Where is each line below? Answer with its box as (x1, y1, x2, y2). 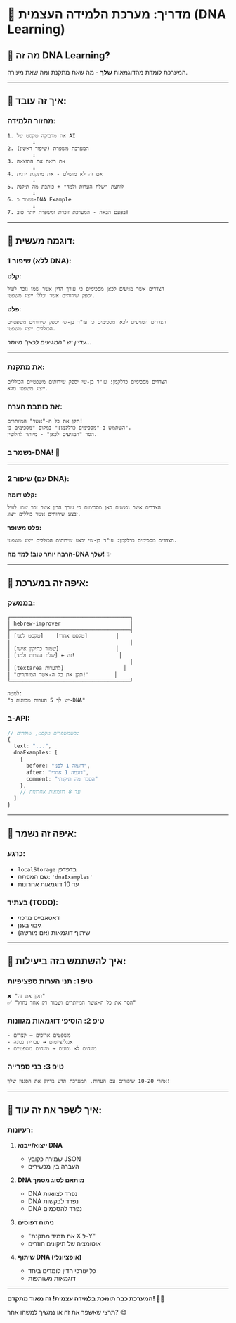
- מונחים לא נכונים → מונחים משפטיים (7, 1045, 97, 1052)
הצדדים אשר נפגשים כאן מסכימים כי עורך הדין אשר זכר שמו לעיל (7, 504, 162, 511)
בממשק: (7, 598, 36, 608)
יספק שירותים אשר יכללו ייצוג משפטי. (7, 292, 96, 299)
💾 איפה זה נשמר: (7, 828, 77, 840)
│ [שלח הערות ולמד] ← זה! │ (7, 652, 123, 659)
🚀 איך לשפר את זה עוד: (7, 1104, 102, 1116)
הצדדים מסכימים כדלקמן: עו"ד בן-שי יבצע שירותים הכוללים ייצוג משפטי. (7, 537, 178, 544)
